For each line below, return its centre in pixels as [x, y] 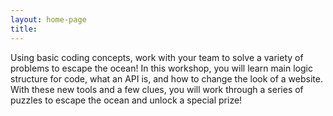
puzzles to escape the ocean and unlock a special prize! [126, 100]
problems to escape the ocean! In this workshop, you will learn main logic [161, 68]
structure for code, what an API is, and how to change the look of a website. [166, 78]
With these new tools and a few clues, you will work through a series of [157, 89]
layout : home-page [48, 19]
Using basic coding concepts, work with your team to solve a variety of [157, 57]
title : [24, 29]
